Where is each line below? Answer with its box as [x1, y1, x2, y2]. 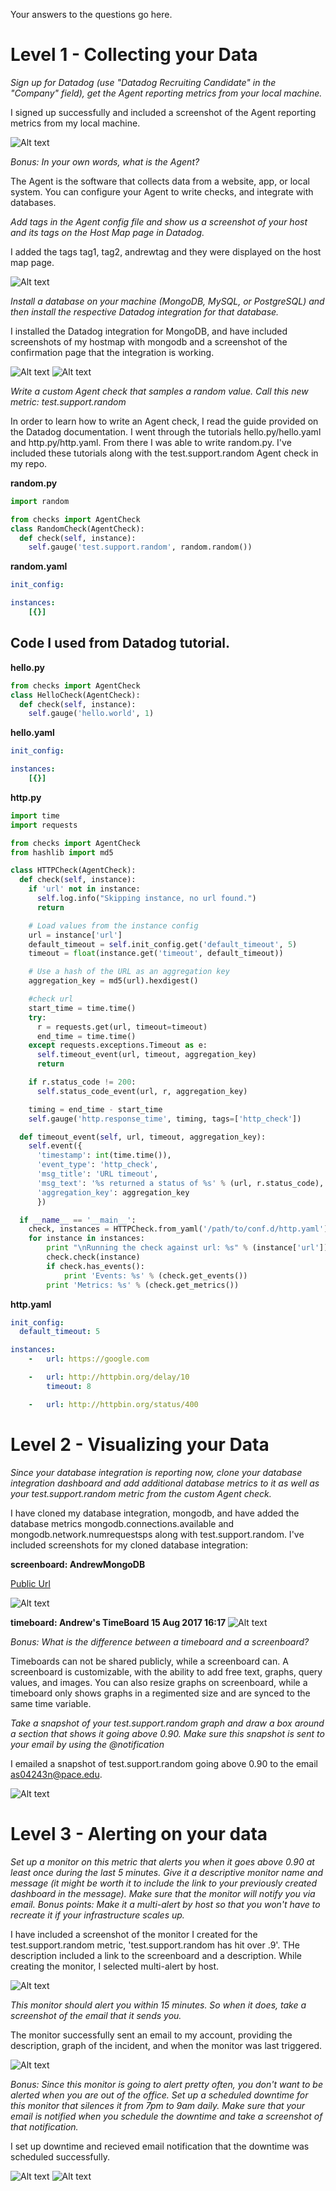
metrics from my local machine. [10, 117, 141, 129]
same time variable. [10, 1697, 92, 1709]
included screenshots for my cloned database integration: [10, 1539, 249, 1551]
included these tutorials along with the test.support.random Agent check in [10, 447, 319, 459]
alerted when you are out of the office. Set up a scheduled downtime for [10, 2089, 309, 2101]
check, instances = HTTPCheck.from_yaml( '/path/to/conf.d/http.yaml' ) [28, 1224, 329, 1234]
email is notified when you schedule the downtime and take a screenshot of [10, 2110, 323, 2122]
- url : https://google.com [28, 1354, 150, 1364]
